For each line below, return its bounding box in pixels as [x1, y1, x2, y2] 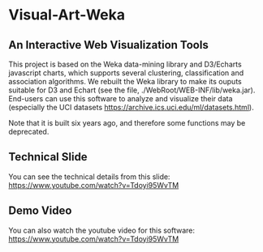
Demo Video [8, 204, 72, 218]
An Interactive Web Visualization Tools [8, 38, 209, 52]
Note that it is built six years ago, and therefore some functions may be [8, 118, 246, 127]
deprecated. [8, 127, 50, 136]
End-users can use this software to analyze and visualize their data [8, 94, 233, 103]
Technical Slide [8, 150, 88, 164]
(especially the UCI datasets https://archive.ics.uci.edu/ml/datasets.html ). [8, 103, 254, 112]
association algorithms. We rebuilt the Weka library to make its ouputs [8, 77, 242, 86]
